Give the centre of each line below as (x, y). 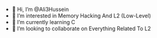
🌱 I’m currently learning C (44, 22)
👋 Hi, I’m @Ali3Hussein (40, 9)
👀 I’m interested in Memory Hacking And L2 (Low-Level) (82, 16)
